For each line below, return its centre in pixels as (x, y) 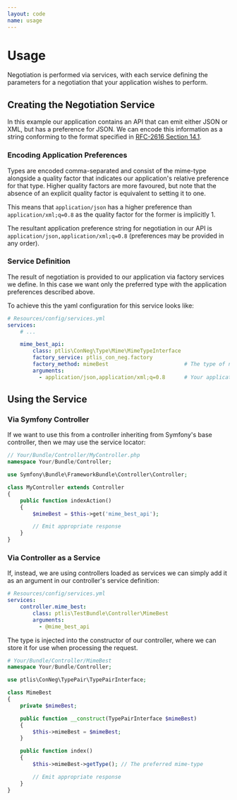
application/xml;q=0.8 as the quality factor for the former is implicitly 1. (111, 214)
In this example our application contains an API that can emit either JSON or (117, 122)
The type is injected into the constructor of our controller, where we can (112, 640)
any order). (24, 243)
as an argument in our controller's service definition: (84, 581)
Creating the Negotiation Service (81, 104)
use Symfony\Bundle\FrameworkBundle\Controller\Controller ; (98, 475)
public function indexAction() (66, 500)
